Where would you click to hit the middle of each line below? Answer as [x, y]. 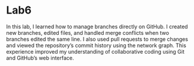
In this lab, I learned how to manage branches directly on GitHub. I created [97, 27]
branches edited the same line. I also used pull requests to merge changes [97, 39]
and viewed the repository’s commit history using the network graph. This [96, 45]
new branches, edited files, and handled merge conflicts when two [88, 32]
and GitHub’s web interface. [40, 58]
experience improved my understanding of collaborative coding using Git [96, 51]
